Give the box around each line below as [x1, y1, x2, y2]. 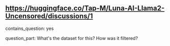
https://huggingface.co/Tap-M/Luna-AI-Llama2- [5, 4, 165, 13]
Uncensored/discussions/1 [5, 12, 93, 21]
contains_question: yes [5, 25, 54, 31]
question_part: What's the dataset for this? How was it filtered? [5, 35, 138, 41]
